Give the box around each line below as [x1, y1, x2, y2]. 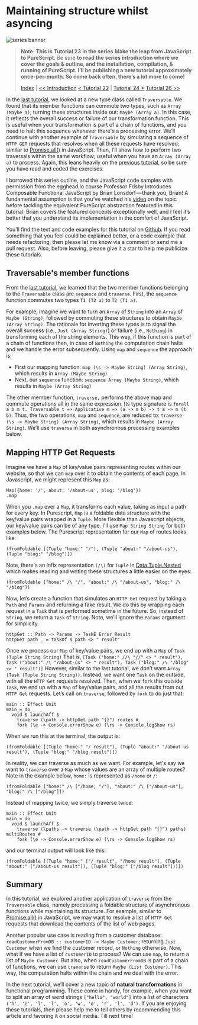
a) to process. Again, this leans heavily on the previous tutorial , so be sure [6, 159, 187, 166]
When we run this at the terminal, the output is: [6, 732, 121, 740]
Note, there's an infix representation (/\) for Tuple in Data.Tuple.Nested [6, 561, 181, 568]
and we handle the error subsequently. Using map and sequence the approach [6, 345, 192, 353]
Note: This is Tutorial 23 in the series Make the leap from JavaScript [20, 47, 192, 54]
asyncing [6, 17, 53, 30]
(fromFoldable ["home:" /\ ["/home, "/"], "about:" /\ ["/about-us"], [6, 783, 184, 789]
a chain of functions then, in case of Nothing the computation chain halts [6, 339, 183, 346]
